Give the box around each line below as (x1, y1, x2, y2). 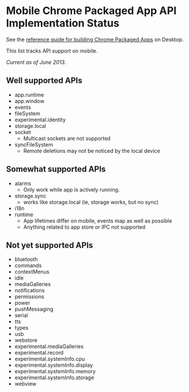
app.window (14, 97, 45, 104)
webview (14, 380, 37, 387)
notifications (14, 287, 45, 294)
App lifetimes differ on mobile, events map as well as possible (23, 217, 173, 224)
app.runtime (14, 91, 44, 98)
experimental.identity (14, 116, 66, 123)
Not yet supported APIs (6, 240, 94, 250)
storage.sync (14, 192, 47, 199)
